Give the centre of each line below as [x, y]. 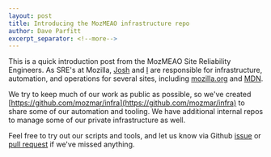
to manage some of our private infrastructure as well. [97, 120]
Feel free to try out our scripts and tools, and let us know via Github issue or [135, 136]
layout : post [30, 16]
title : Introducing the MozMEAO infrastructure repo [99, 23]
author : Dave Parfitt [45, 31]
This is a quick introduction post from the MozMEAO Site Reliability [120, 62]
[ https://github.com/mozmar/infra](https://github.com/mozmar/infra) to [127, 103]
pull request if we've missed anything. [72, 144]
